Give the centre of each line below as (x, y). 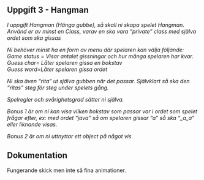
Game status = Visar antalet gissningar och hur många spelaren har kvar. (100, 56)
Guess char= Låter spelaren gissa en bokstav (65, 62)
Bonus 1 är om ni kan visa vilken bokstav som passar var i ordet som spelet (102, 111)
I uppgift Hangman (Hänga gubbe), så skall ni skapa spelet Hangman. (96, 24)
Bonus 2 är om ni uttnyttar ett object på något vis (69, 136)
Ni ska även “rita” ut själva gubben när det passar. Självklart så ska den (98, 81)
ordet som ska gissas (34, 38)
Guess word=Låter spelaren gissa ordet (57, 69)
